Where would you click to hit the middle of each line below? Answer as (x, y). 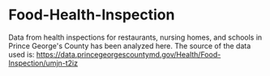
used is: (21, 54)
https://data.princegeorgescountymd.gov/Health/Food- (129, 54)
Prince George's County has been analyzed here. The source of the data (130, 45)
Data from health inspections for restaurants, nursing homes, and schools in (135, 37)
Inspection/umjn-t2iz (43, 63)
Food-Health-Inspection (92, 15)
